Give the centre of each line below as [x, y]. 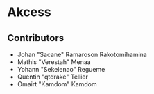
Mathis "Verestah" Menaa [54, 62]
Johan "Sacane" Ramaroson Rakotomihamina [82, 54]
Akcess [29, 12]
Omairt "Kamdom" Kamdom [57, 84]
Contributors [36, 38]
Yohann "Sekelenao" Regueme [61, 69]
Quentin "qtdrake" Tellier [52, 77]
